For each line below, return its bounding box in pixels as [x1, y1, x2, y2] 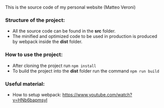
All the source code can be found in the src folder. [12, 28, 116, 34]
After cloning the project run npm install [12, 62, 96, 68]
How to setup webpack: [12, 91, 61, 97]
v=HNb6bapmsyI [12, 97, 48, 103]
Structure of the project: [5, 16, 65, 23]
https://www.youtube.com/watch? [62, 91, 133, 97]
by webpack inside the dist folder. [12, 38, 83, 44]
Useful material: [5, 80, 45, 87]
